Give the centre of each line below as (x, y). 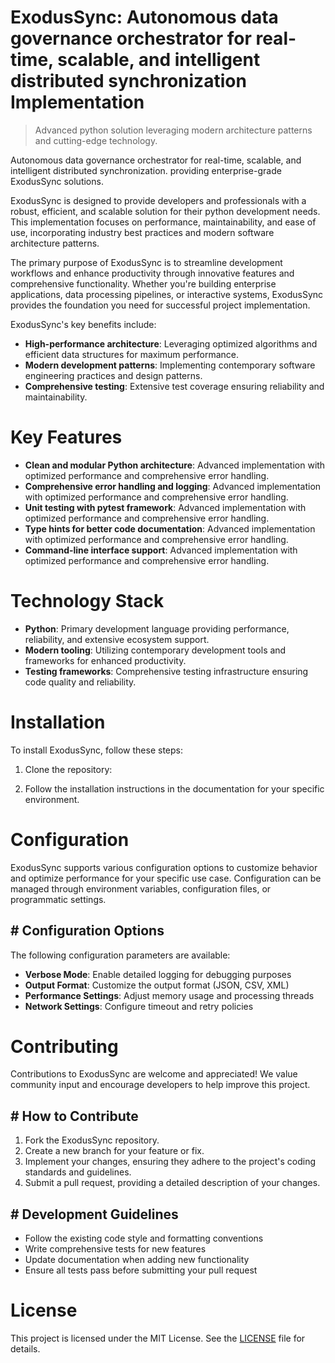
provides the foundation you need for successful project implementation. (160, 305)
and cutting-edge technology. (96, 140)
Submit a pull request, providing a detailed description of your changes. (172, 1183)
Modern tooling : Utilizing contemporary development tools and (155, 650)
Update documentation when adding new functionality (137, 1260)
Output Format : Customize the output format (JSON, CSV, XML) (157, 985)
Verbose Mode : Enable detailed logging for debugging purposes (158, 974)
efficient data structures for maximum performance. (132, 354)
